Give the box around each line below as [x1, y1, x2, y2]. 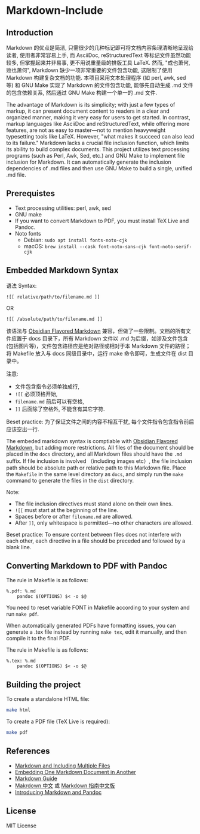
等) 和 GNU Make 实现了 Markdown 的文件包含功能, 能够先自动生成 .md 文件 [6, 82, 193, 89]
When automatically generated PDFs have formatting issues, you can [6, 622, 176, 630]
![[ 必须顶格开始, [14, 390, 58, 398]
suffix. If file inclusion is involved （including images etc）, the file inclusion [6, 457, 193, 465]
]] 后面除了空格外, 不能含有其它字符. [14, 405, 106, 413]
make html [6, 707, 31, 713]
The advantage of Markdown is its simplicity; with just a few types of [6, 101, 176, 108]
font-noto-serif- [149, 243, 192, 249]
